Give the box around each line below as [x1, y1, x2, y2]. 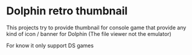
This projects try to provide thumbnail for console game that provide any [6, 24, 187, 31]
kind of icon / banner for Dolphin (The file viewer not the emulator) [6, 30, 172, 37]
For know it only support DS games [6, 42, 94, 49]
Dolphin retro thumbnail [6, 4, 128, 18]
